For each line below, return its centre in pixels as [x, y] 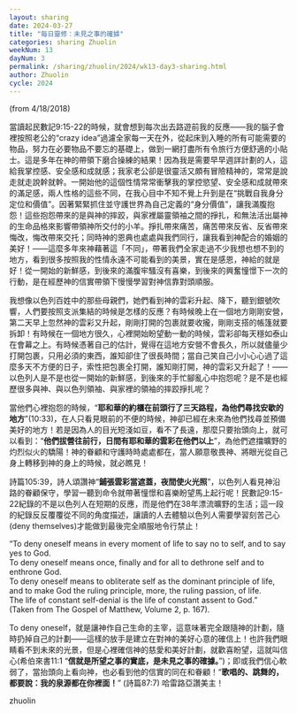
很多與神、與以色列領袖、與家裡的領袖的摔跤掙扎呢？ [113, 388]
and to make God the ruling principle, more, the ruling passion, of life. [136, 590]
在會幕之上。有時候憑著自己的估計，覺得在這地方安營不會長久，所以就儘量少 [148, 344]
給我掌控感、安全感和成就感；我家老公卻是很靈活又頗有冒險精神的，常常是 [145, 171]
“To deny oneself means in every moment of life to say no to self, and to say [148, 543]
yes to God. [30, 553]
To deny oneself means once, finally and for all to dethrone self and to [137, 562]
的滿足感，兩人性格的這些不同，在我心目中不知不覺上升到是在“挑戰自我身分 [147, 193]
